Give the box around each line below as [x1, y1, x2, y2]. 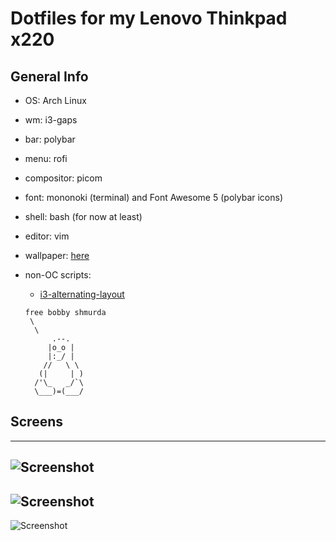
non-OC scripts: [24, 269, 92, 281]
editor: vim [24, 230, 70, 242]
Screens [10, 413, 63, 431]
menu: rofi [24, 153, 68, 164]
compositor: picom [24, 172, 103, 184]
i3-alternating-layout [39, 288, 125, 300]
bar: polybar [24, 133, 76, 145]
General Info [10, 68, 89, 85]
